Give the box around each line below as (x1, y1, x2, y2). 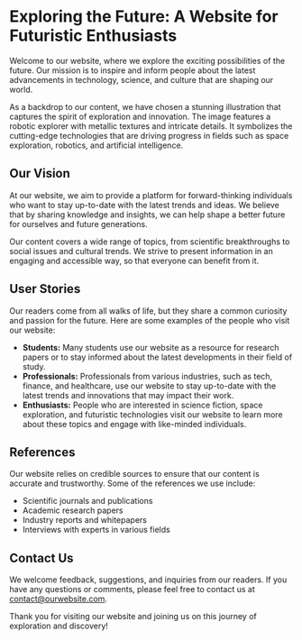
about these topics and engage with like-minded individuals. (22, 418, 247, 429)
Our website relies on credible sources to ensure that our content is (9, 469, 260, 480)
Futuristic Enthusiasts (9, 25, 178, 46)
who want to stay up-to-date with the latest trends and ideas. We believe (9, 199, 279, 210)
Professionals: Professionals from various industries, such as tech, (22, 370, 273, 381)
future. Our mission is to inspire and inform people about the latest (9, 65, 256, 76)
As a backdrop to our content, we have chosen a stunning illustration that (9, 101, 281, 112)
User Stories (9, 281, 81, 297)
